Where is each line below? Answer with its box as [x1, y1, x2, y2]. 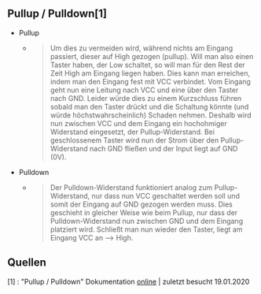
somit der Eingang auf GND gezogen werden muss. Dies [50, 199, 233, 209]
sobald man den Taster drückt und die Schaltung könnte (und [50, 102, 249, 111]
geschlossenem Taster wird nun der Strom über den [50, 135, 219, 145]
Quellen [7, 256, 46, 270]
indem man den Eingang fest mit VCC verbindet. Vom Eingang [50, 76, 251, 86]
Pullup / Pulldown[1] [7, 7, 108, 20]
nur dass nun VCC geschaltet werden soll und [91, 191, 241, 200]
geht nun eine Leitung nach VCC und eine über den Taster [50, 85, 239, 95]
